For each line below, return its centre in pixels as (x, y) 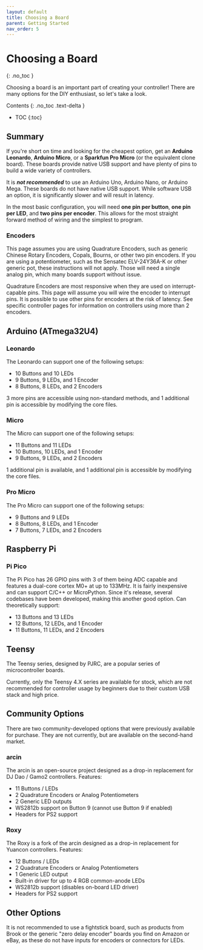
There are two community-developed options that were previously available (101, 728)
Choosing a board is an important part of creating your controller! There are (101, 87)
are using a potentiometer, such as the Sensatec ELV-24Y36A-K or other (97, 262)
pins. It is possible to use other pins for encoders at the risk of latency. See (100, 299)
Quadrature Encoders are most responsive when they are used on (88, 287)
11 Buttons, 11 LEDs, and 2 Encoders (60, 630)
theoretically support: (33, 605)
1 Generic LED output (42, 874)
